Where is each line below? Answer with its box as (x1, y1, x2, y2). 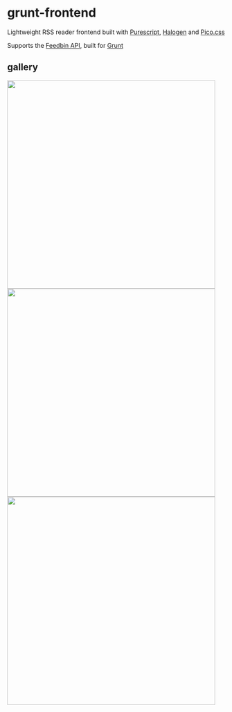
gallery (7, 61, 38, 74)
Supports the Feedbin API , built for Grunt (7, 41, 123, 49)
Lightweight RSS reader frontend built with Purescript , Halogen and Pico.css (7, 28, 225, 36)
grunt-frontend (7, 5, 97, 21)
